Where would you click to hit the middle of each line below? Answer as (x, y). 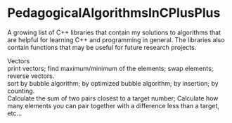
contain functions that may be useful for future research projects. (102, 47)
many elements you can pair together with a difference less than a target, (114, 105)
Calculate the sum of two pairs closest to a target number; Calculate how (113, 98)
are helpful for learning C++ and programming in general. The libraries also (116, 39)
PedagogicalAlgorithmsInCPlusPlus (114, 13)
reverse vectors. (31, 76)
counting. (21, 91)
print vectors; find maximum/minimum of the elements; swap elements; (110, 68)
